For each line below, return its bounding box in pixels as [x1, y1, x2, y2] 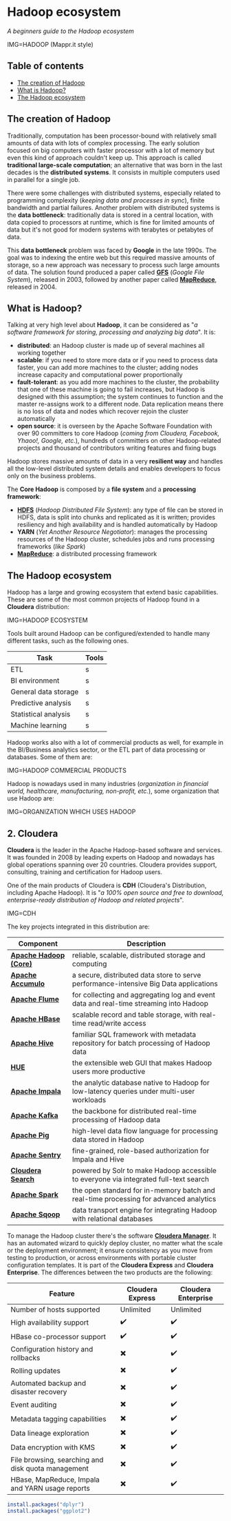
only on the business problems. [7, 472, 96, 480]
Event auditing [10, 1400, 57, 1409]
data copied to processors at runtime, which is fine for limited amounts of [7, 218, 215, 226]
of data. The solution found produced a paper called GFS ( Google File [7, 268, 205, 276]
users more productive [71, 1067, 146, 1076]
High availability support [10, 1317, 89, 1327]
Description [126, 939, 166, 948]
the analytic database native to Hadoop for [71, 1078, 210, 1087]
